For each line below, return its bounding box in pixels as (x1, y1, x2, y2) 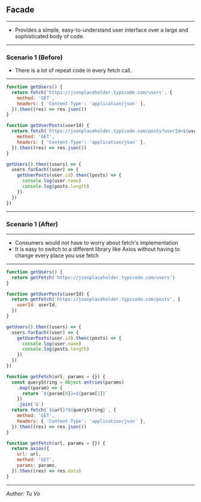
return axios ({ (11, 446, 50, 452)
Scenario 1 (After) (6, 220, 59, 228)
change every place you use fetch (14, 251, 99, 259)
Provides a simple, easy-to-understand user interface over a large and (14, 26, 188, 34)
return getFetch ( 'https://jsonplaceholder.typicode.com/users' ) (11, 275, 175, 281)
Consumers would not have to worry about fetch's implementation (14, 239, 178, 246)
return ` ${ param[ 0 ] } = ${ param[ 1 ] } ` (22, 390, 109, 397)
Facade (6, 5, 35, 15)
